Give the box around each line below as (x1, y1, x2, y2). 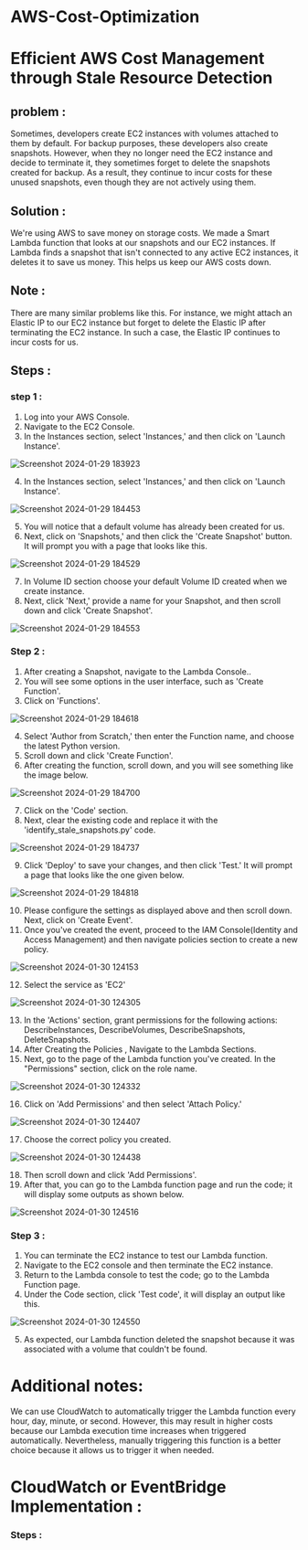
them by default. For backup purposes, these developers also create (10, 138, 269, 149)
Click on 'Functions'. (23, 695, 101, 706)
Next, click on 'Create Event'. (23, 914, 133, 925)
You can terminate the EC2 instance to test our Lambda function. (23, 1250, 269, 1261)
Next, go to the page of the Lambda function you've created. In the (23, 1053, 276, 1064)
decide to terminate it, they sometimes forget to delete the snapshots (10, 157, 271, 168)
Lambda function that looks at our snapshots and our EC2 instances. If (10, 238, 276, 248)
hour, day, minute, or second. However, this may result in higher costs (10, 1416, 273, 1427)
